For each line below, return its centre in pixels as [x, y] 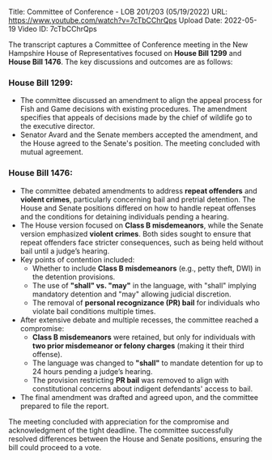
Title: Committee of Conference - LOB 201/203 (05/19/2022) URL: [118, 12]
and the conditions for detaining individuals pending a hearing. [124, 216]
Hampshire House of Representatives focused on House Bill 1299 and [125, 53]
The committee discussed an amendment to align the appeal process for [141, 100]
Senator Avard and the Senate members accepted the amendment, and [139, 135]
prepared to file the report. [64, 406]
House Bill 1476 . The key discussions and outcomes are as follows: [121, 62]
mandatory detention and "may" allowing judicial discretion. [132, 294]
